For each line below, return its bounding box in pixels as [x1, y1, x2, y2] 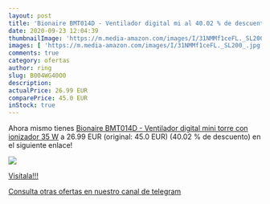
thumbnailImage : [8, 34, 63, 43]
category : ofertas [8, 57, 70, 65]
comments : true [8, 49, 59, 57]
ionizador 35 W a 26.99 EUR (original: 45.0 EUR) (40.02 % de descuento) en [8, 132, 261, 141]
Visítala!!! [8, 171, 39, 181]
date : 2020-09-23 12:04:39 [8, 27, 99, 35]
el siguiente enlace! [8, 141, 73, 150]
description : [8, 79, 52, 87]
